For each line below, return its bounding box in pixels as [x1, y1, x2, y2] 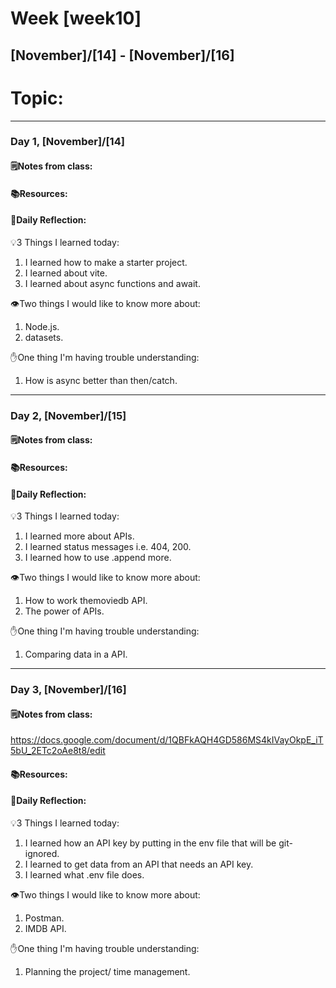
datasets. [24, 331, 64, 343]
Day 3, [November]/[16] [10, 683, 127, 697]
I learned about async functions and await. [24, 277, 201, 289]
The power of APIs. [24, 605, 105, 617]
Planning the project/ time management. [24, 966, 191, 978]
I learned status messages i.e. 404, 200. [24, 541, 192, 553]
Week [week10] [10, 7, 142, 30]
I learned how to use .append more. [24, 552, 172, 564]
